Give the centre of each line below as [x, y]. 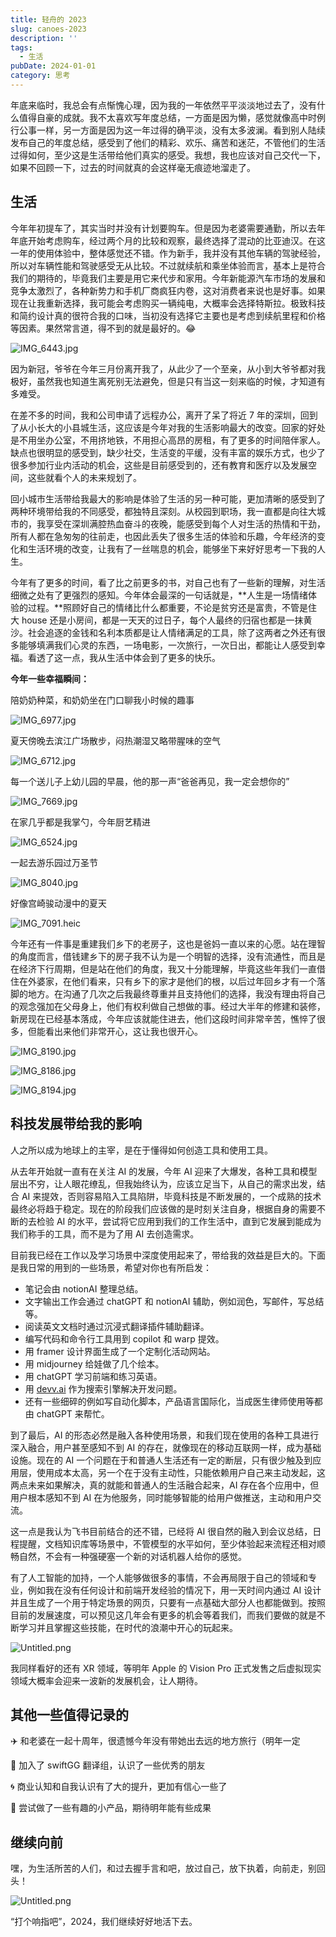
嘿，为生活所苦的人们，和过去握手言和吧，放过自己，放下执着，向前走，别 [163, 1868]
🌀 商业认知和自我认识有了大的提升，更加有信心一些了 [119, 1787]
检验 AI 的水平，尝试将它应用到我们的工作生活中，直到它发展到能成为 [179, 1221]
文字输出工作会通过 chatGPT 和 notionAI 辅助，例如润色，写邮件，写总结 [174, 1301]
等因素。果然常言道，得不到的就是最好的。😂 [103, 328]
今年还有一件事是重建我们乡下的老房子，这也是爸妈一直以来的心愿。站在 [159, 943]
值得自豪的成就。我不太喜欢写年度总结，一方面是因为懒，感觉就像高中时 [167, 117]
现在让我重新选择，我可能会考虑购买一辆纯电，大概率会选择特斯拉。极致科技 [168, 303]
